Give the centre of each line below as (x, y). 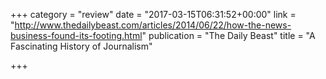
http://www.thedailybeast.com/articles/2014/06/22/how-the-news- (153, 25)
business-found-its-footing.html (76, 35)
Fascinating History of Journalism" (81, 46)
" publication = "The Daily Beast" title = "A (228, 35)
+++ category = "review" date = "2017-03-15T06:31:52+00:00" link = (153, 14)
